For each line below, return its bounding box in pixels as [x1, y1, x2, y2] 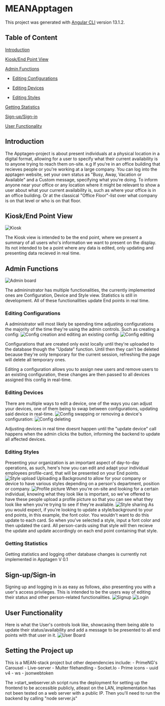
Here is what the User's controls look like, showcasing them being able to [5, 622, 154, 628]
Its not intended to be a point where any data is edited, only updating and [5, 245, 154, 251]
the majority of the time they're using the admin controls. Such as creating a [5, 326, 160, 332]
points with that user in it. [5, 632, 57, 638]
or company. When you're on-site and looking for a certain [5, 486, 159, 492]
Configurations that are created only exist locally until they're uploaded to [5, 341, 154, 347]
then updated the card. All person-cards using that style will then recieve [5, 523, 153, 529]
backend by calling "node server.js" [5, 695, 78, 701]
